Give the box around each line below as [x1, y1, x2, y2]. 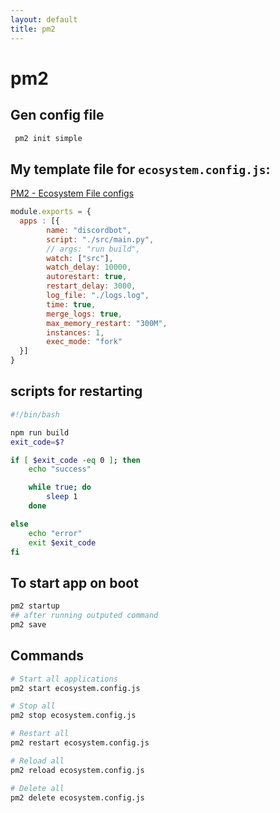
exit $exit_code [28, 537, 97, 548]
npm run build [10, 427, 70, 438]
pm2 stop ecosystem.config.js [10, 711, 137, 721]
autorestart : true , [46, 272, 128, 282]
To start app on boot [10, 574, 139, 591]
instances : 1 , [46, 327, 105, 338]
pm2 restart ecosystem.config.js [10, 738, 150, 748]
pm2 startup [10, 601, 60, 611]
